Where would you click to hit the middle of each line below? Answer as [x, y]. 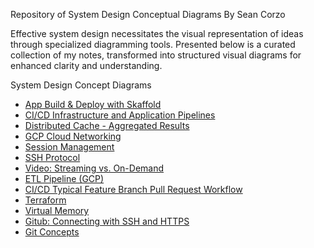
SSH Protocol [52, 157]
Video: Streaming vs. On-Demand [94, 168]
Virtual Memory [57, 210]
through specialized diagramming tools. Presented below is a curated [153, 44]
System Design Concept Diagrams [81, 85]
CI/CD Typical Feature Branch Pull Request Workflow [133, 189]
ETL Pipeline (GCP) [64, 178]
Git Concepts [52, 232]
